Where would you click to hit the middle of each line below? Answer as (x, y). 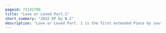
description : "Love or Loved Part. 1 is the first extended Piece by (78, 23)
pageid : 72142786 (23, 9)
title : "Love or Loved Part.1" (37, 14)
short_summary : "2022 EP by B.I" (40, 18)
